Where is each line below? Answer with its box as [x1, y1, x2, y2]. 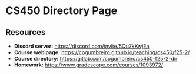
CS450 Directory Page [5, 4, 118, 17]
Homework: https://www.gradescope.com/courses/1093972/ [14, 61, 164, 68]
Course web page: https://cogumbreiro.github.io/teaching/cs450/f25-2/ [14, 49, 190, 56]
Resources [5, 27, 46, 37]
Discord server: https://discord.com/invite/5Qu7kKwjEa [14, 43, 150, 50]
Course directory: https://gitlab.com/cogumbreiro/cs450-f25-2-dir [14, 55, 178, 62]
